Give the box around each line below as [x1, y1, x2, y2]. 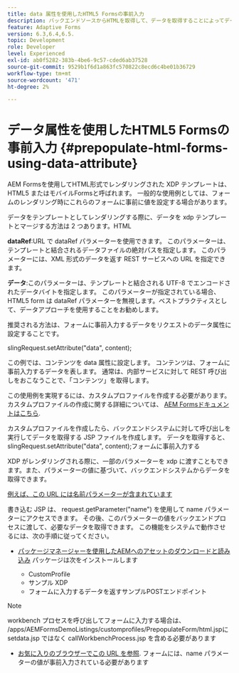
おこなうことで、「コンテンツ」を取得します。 [19, 376, 153, 385]
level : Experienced [7, 51, 65, 58]
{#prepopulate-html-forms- [60, 140, 229, 157]
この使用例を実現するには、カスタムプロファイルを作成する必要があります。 [7, 391, 231, 400]
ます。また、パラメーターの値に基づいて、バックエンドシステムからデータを [7, 466, 230, 475]
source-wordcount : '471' [7, 76, 81, 84]
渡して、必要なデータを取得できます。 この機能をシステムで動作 [26, 523, 213, 531]
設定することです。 [7, 329, 63, 338]
